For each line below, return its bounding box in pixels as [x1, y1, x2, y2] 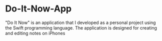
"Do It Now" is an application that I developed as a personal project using [5, 19, 156, 25]
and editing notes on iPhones [5, 30, 65, 36]
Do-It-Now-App [5, 3, 71, 14]
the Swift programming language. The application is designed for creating [5, 24, 157, 30]
